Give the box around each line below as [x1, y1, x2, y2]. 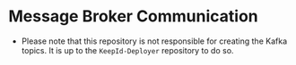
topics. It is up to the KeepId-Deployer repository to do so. [21, 45, 234, 55]
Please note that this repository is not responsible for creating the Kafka [21, 36, 288, 46]
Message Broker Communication [8, 6, 259, 27]
